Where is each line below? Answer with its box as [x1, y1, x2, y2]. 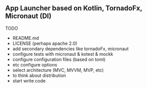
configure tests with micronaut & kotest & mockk [12, 51, 113, 57]
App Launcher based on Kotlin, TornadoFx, [5, 4, 142, 13]
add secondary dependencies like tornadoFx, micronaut [12, 45, 129, 52]
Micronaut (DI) [5, 12, 52, 21]
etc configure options [12, 61, 57, 67]
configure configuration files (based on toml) [12, 56, 106, 62]
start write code [12, 77, 46, 83]
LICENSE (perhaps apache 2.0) [12, 40, 78, 46]
